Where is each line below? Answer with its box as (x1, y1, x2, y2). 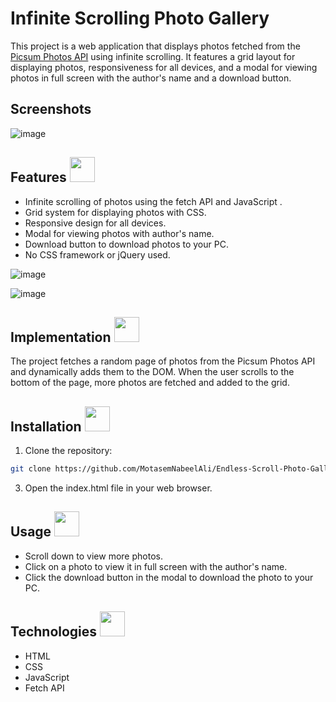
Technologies (10, 623, 98, 641)
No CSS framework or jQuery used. (24, 248, 171, 261)
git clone (10, 464, 52, 474)
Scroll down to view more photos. (24, 550, 163, 562)
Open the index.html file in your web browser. (24, 482, 213, 494)
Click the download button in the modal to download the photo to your (24, 571, 314, 583)
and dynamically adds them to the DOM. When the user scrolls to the (10, 366, 295, 378)
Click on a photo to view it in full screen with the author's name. (24, 560, 288, 572)
